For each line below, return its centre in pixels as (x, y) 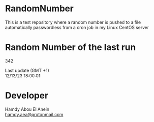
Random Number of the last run (71, 47)
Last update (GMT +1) (27, 70)
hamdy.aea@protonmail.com (34, 114)
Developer (27, 96)
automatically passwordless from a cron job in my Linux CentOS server (77, 27)
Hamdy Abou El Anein (27, 109)
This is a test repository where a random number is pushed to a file (73, 22)
